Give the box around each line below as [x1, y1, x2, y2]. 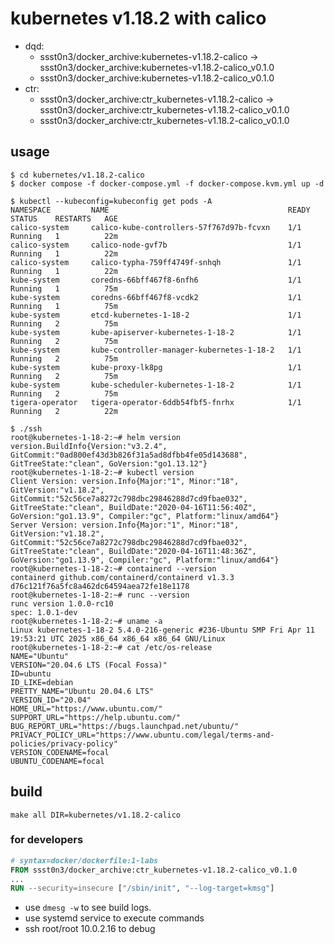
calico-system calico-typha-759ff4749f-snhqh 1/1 [10, 257, 302, 267]
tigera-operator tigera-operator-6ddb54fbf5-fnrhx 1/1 [10, 397, 302, 407]
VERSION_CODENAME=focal [10, 747, 110, 757]
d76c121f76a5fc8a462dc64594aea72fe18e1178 [10, 581, 190, 591]
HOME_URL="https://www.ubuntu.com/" [10, 703, 163, 714]
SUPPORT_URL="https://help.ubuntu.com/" [10, 712, 182, 722]
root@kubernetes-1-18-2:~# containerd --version [10, 563, 217, 574]
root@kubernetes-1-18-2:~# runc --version [10, 590, 190, 600]
